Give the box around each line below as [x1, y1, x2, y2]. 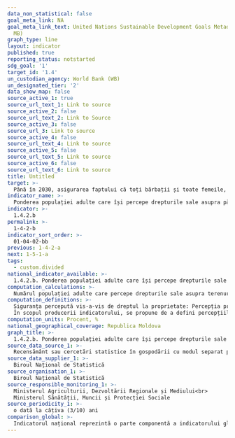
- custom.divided [13, 264, 64, 271]
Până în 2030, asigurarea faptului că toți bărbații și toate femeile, [13, 186, 227, 193]
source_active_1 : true [7, 95, 73, 102]
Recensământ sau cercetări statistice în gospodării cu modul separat [13, 348, 224, 355]
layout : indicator [7, 43, 61, 50]
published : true [7, 50, 55, 57]
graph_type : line [7, 36, 58, 43]
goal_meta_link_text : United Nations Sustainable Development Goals [7, 23, 211, 30]
